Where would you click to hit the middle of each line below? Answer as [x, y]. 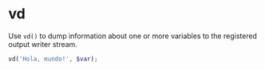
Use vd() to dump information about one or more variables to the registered [133, 36]
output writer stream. [43, 44]
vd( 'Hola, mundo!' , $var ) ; [53, 59]
